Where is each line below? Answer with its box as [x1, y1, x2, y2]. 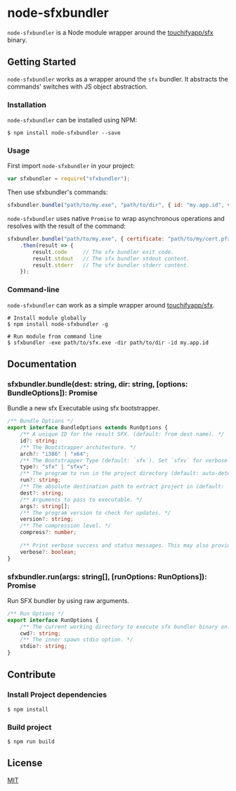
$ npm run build [7, 738, 55, 745]
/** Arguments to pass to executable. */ [20, 496, 143, 503]
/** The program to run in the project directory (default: [20, 470, 199, 477]
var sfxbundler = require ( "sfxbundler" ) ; [7, 175, 131, 182]
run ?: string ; [20, 476, 61, 483]
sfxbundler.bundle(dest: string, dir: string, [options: [7, 379, 188, 388]
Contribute [7, 669, 56, 681]
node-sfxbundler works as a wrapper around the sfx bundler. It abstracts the [7, 75, 228, 83]
